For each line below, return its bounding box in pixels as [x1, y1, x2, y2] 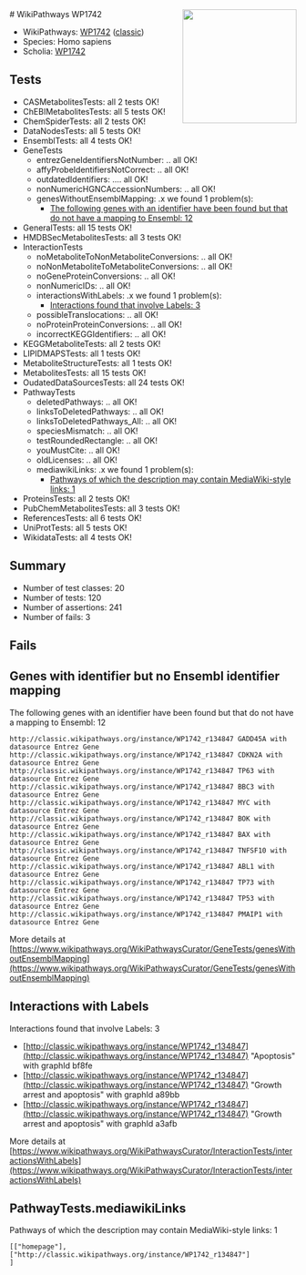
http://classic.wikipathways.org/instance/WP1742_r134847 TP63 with [9, 766, 275, 775]
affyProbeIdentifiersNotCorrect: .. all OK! [36, 164, 189, 175]
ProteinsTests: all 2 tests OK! [22, 493, 130, 504]
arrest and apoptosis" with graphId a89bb [22, 1088, 180, 1100]
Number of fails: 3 [22, 611, 91, 622]
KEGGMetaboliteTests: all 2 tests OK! [22, 338, 161, 349]
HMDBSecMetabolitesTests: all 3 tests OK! [22, 231, 182, 242]
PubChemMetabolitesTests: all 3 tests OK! [22, 503, 180, 514]
